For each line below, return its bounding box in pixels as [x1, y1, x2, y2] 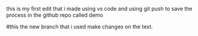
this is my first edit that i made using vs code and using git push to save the [6, 5, 193, 12]
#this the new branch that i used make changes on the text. [6, 23, 153, 30]
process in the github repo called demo [6, 11, 104, 19]
